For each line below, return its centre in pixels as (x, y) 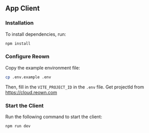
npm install (18, 43)
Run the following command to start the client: (54, 117)
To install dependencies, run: (36, 34)
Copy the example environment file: (43, 68)
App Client (22, 8)
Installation (20, 23)
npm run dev (18, 126)
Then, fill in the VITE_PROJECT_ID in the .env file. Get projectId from (75, 87)
